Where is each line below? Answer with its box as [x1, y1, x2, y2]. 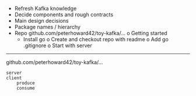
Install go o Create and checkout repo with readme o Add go [23, 36, 169, 42]
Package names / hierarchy [14, 23, 80, 30]
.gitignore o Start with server [23, 42, 92, 49]
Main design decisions [14, 17, 69, 24]
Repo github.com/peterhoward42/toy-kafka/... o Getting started [14, 30, 167, 37]
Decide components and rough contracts [14, 11, 114, 18]
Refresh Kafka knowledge [14, 5, 77, 12]
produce [16, 80, 35, 86]
